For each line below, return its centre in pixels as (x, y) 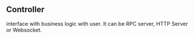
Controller (25, 10)
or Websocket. (24, 30)
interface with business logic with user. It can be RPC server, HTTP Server (97, 23)
